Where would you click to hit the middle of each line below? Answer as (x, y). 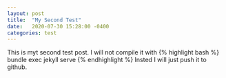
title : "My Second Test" (44, 20)
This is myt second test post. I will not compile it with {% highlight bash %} (113, 52)
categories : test (32, 33)
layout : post (26, 13)
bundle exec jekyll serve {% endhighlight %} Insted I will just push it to (107, 60)
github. (17, 67)
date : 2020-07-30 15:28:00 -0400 (58, 26)
